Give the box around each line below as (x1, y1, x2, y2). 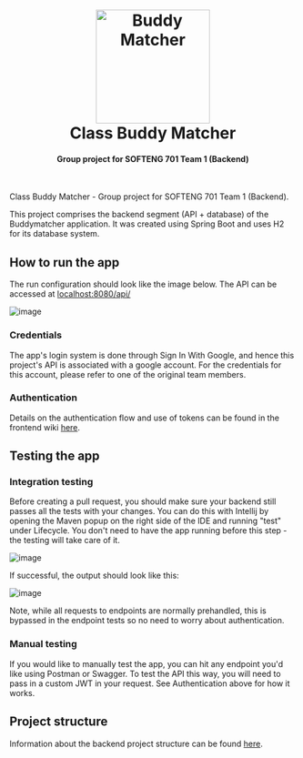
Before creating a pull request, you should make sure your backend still (9, 496, 277, 507)
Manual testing (9, 638, 77, 651)
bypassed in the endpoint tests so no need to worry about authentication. (9, 615, 285, 626)
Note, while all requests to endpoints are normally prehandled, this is (9, 605, 267, 616)
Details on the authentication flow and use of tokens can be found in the (9, 412, 280, 423)
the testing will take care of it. (9, 535, 120, 546)
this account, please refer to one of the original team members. (9, 369, 247, 379)
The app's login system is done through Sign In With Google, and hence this (9, 349, 295, 360)
